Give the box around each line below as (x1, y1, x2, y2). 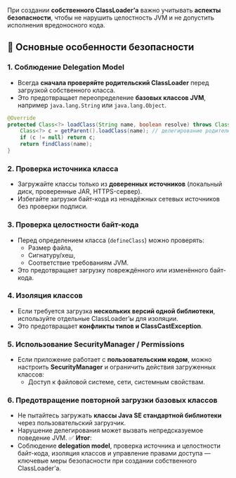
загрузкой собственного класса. (17, 86, 116, 94)
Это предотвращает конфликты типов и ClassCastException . (17, 322, 203, 330)
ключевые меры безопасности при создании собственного (17, 457, 197, 465)
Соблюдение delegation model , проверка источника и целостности (17, 441, 221, 450)
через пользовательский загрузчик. (17, 419, 126, 427)
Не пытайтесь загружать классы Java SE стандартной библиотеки (17, 411, 222, 420)
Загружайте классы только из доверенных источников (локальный (17, 180, 223, 189)
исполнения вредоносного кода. (7, 21, 105, 29)
